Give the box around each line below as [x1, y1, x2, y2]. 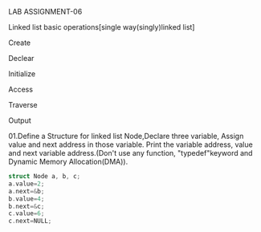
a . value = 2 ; [8, 180, 45, 188]
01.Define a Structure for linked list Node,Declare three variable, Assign [8, 132, 244, 140]
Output [8, 116, 31, 125]
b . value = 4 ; [8, 194, 45, 203]
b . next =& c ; [8, 202, 45, 210]
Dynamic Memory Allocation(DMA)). [8, 157, 128, 166]
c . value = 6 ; [8, 210, 45, 218]
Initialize [8, 69, 36, 79]
